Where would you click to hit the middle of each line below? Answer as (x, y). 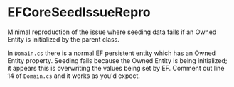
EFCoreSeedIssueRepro (79, 12)
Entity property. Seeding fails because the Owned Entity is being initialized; (117, 60)
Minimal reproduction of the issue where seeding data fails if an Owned (112, 32)
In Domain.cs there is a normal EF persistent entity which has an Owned (111, 53)
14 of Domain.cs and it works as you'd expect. (74, 76)
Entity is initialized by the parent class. (63, 39)
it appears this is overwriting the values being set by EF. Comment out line (116, 68)
